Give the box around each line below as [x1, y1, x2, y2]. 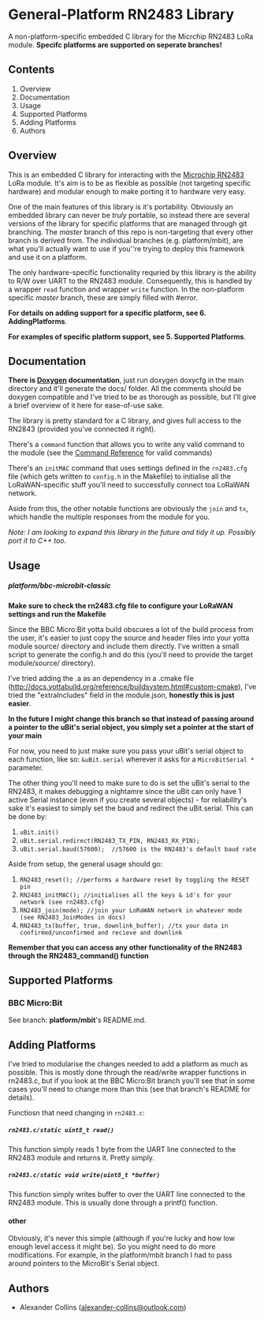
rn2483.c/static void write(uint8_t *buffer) [8, 1171, 160, 1179]
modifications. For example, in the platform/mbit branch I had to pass [8, 1250, 232, 1260]
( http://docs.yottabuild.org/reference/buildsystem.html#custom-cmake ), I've [8, 682, 257, 691]
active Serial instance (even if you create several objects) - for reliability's [8, 795, 247, 804]
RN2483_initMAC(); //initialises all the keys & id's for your [19, 891, 232, 899]
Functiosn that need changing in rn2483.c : [8, 1108, 145, 1118]
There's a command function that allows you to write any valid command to [8, 440, 245, 449]
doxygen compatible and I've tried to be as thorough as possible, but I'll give [8, 393, 257, 402]
